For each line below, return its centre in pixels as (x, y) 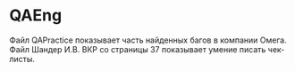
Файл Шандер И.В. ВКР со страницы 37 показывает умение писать (138, 49)
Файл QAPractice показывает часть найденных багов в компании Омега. (148, 40)
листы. (22, 59)
